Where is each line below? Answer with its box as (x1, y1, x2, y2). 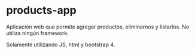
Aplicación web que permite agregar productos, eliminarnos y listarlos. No (6, 23, 190, 30)
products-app (6, 4, 77, 17)
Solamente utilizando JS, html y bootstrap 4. (6, 41, 115, 48)
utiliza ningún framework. (6, 29, 69, 36)
